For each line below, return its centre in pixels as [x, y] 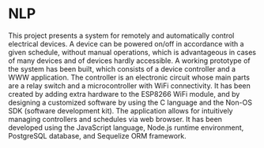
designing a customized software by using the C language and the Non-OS [130, 102]
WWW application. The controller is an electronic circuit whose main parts [129, 77]
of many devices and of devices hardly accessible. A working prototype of [129, 61]
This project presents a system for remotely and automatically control [121, 35]
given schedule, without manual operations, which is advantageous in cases [132, 52]
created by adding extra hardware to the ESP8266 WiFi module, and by [124, 94]
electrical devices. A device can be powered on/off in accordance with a [126, 43]
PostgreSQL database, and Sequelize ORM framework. [98, 135]
